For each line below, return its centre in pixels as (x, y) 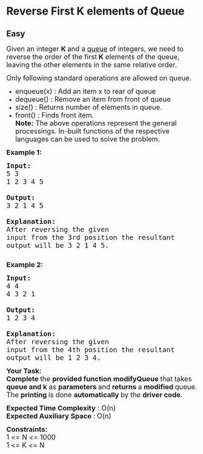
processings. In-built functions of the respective (92, 131)
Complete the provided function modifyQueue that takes (99, 379)
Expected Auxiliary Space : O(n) (59, 416)
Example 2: (25, 265)
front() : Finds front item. (54, 115)
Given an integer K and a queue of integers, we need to (95, 49)
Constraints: (27, 429)
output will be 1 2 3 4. (54, 357)
